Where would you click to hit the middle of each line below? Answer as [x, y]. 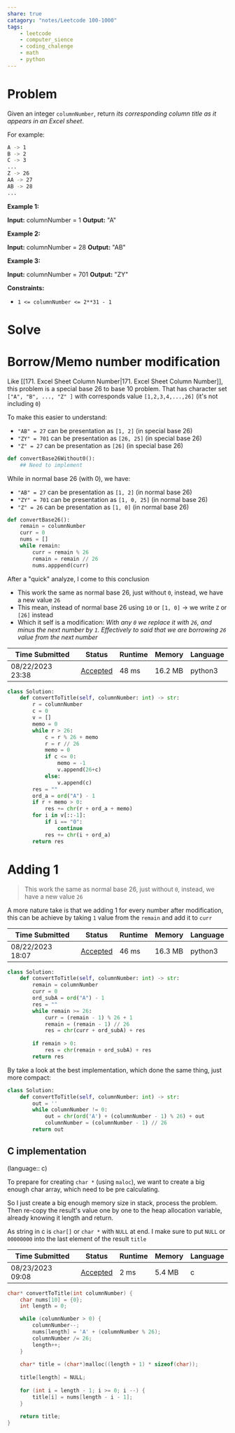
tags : [15, 27]
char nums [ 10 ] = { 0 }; [51, 1300]
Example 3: [24, 261]
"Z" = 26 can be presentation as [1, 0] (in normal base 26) [103, 507]
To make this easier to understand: [57, 417]
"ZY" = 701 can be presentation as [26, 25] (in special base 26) [110, 438]
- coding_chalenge [47, 46]
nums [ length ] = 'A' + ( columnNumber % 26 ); [97, 1332]
